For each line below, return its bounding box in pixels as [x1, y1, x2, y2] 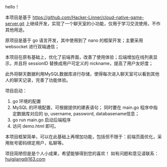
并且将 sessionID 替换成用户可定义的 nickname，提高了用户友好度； [13, 61, 153, 66]
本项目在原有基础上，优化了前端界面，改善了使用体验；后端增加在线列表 [5, 54, 153, 60]
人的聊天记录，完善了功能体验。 [5, 77, 71, 83]
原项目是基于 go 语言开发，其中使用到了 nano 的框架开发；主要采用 [5, 37, 143, 43]
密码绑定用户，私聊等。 [18, 140, 66, 146]
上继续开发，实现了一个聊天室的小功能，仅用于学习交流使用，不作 [25, 21, 161, 26]
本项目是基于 [5, 14, 31, 20]
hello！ [5, 4, 20, 9]
